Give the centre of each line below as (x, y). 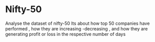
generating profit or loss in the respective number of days (65, 34)
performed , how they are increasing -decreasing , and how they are (76, 28)
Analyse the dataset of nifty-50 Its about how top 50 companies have (77, 23)
